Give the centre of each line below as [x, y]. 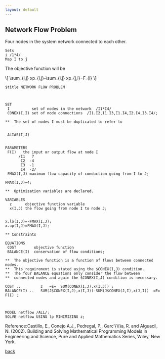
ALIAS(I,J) [18, 135]
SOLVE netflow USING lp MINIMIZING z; [45, 317]
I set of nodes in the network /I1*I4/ [59, 109]
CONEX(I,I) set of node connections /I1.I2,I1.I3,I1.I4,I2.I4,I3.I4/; [82, 113]
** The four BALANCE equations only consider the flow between [73, 274]
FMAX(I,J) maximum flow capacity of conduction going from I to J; [78, 174]
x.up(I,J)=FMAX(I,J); [27, 226]
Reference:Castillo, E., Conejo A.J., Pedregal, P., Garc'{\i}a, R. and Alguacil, [82, 326]
